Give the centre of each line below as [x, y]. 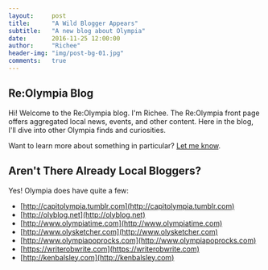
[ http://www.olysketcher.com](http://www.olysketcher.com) [119, 231]
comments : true [37, 61]
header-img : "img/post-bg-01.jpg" [66, 53]
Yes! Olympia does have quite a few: [68, 190]
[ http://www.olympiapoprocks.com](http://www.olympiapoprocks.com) [138, 240]
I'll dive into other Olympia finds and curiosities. [87, 130]
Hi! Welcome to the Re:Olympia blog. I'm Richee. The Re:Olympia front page [134, 113]
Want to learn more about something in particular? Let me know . [115, 145]
